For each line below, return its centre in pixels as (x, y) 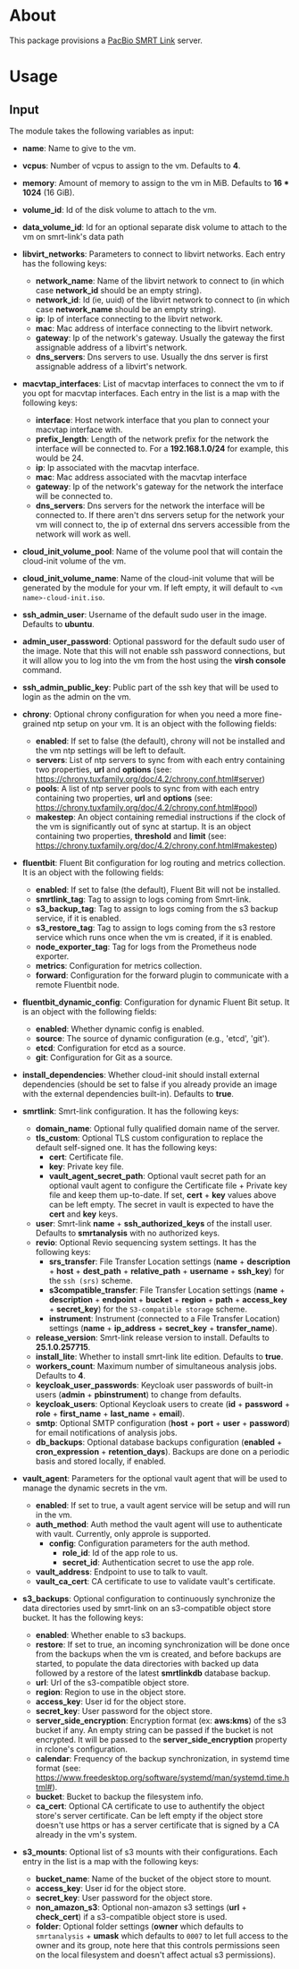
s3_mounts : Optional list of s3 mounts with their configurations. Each (150, 1852)
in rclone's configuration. (81, 1749)
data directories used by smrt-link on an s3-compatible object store (146, 1608)
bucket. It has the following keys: (83, 1617)
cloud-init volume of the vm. (74, 561)
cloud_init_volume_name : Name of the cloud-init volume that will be (148, 578)
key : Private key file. (86, 1166)
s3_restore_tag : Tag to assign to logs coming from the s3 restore (155, 928)
